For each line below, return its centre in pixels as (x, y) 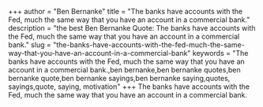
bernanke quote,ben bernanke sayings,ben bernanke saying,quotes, (119, 78)
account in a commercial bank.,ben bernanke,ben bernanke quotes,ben (124, 70)
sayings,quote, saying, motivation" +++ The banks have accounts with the (129, 87)
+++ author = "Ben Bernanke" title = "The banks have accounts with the (126, 11)
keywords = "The (220, 53)
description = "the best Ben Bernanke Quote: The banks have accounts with (132, 28)
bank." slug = (30, 45)
